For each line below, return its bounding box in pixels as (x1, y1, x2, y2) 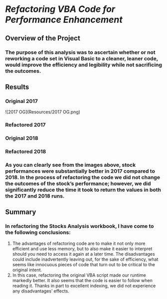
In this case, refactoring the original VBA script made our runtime (12, 272, 146, 278)
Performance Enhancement (5, 14, 123, 25)
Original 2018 (5, 135, 38, 142)
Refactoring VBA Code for (5, 3, 116, 15)
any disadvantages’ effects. (12, 288, 70, 294)
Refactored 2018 (5, 148, 46, 155)
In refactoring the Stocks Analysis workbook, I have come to (5, 223, 154, 230)
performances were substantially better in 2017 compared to (5, 168, 156, 175)
